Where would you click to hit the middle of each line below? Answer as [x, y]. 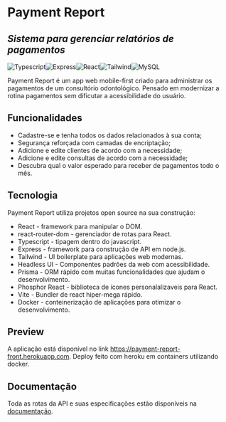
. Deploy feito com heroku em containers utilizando [144, 357]
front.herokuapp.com [38, 357]
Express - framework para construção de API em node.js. [102, 249]
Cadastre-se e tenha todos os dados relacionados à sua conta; [110, 135]
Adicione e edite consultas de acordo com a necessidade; [103, 158]
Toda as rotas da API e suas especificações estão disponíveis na [102, 403]
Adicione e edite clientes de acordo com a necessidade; [100, 150]
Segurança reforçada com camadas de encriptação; [94, 142]
